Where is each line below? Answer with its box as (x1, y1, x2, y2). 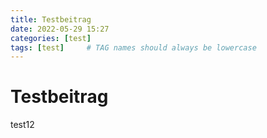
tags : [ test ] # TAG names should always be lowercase (10, 42, 257, 53)
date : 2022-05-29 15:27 (10, 24, 110, 34)
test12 (10, 119, 35, 131)
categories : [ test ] (10, 33, 92, 43)
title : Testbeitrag (10, 14, 92, 25)
